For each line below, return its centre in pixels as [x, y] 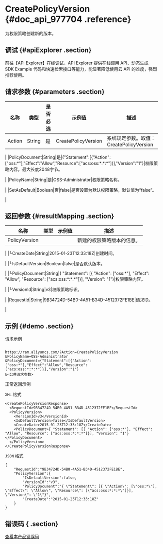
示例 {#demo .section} [40, 326]
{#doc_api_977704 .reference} [68, 19]
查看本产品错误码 [22, 536]
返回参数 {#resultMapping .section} [60, 216]
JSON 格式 [14, 456]
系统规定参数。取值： [131, 138]
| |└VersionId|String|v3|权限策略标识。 [44, 290]
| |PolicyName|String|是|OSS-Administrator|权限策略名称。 [64, 180]
